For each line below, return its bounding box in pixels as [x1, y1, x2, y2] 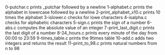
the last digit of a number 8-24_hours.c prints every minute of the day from [5, 30, 158, 36]
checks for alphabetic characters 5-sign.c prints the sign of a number [5, 19, 146, 25]
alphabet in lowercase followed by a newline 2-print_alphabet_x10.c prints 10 [5, 9, 161, 15]
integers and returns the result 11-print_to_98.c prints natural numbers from [5, 40, 158, 46]
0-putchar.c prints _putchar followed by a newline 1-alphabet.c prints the [5, 4, 153, 10]
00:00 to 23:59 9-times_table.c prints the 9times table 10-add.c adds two [5, 35, 154, 41]
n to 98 [5, 46, 20, 51]
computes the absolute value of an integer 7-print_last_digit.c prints [17, 25, 155, 31]
